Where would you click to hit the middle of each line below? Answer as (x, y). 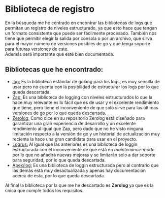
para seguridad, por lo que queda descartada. (59, 160)
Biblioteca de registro (50, 9)
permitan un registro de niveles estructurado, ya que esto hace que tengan (81, 28)
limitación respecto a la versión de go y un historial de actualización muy (86, 133)
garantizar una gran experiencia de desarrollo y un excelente (74, 123)
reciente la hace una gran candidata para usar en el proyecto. (75, 139)
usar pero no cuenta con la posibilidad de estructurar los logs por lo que (85, 87)
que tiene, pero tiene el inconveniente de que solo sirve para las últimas (85, 107)
